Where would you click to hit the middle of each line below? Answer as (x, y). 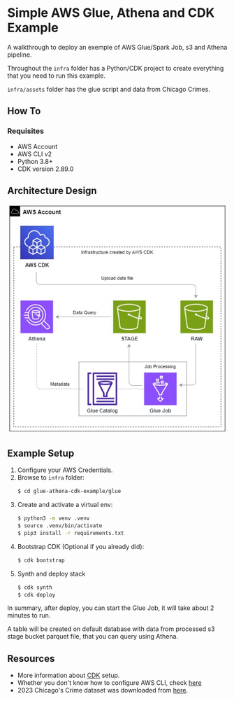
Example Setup (41, 453)
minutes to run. (29, 616)
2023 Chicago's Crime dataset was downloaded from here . (103, 690)
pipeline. (20, 55)
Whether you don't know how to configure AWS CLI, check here (109, 683)
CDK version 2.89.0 (45, 169)
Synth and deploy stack (51, 574)
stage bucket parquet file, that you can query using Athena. (93, 637)
